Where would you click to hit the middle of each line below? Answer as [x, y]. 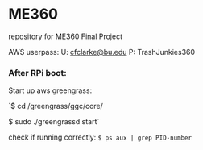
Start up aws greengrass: [50, 90]
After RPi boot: [37, 73]
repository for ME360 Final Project [66, 36]
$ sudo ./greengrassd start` [54, 122]
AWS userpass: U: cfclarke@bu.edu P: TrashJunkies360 [102, 52]
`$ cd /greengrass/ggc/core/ [56, 106]
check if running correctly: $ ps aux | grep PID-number [100, 137]
